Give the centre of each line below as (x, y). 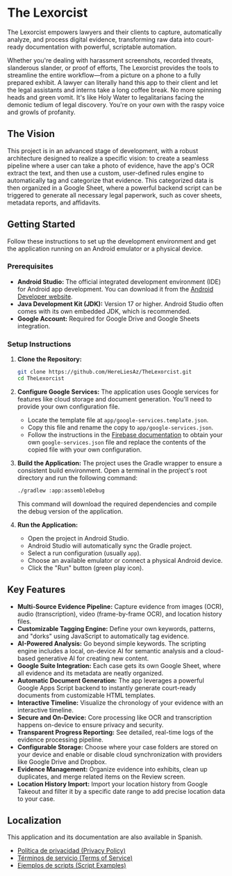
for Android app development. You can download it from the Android (115, 289)
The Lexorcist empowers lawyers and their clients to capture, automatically (115, 32)
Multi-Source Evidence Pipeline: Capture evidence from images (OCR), (121, 606)
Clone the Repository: (49, 359)
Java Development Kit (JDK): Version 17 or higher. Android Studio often (120, 303)
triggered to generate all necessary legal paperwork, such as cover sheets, (115, 195)
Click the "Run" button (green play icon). (85, 568)
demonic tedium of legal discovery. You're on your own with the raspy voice (116, 104)
